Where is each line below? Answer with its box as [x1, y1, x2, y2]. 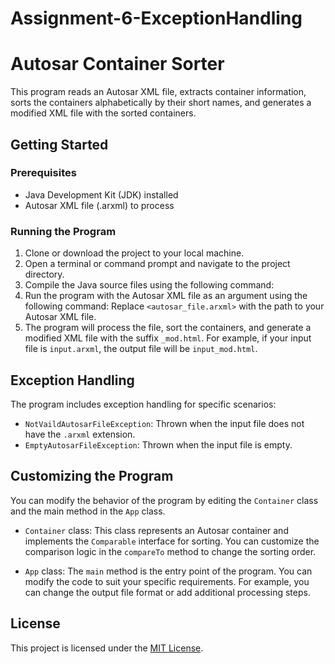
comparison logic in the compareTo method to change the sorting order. [24, 545, 317, 557]
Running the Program [10, 224, 117, 238]
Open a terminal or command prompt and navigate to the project [24, 258, 291, 270]
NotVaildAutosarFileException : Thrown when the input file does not [24, 417, 305, 429]
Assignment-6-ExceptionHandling [10, 7, 303, 30]
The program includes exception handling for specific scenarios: [10, 398, 277, 410]
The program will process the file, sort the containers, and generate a [24, 322, 312, 334]
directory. [24, 268, 65, 281]
